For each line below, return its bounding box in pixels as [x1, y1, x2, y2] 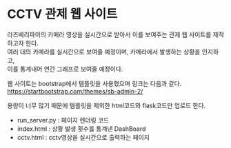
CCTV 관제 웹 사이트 [7, 6, 118, 22]
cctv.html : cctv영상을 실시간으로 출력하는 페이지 [17, 133, 150, 141]
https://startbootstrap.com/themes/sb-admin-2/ [7, 87, 143, 95]
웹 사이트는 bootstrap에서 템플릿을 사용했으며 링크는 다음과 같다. [7, 79, 182, 87]
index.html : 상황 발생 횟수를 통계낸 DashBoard [17, 125, 146, 133]
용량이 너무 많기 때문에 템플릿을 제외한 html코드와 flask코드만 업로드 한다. [7, 101, 206, 109]
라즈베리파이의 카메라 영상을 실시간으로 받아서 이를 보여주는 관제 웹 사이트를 [7, 30, 212, 39]
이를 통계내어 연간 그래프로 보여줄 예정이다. [7, 65, 123, 73]
